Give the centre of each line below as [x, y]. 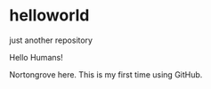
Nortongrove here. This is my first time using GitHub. [106, 74]
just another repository [51, 40]
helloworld [49, 16]
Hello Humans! [37, 57]
